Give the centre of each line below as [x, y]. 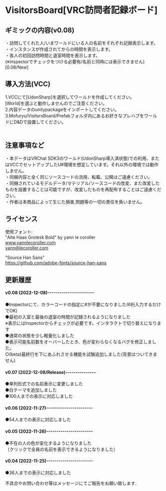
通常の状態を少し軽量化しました [42, 336]
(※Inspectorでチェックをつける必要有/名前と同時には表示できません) [75, 62]
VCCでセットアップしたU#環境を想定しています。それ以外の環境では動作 [84, 164]
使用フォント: [19, 232]
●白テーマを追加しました [31, 390]
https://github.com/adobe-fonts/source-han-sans [56, 263]
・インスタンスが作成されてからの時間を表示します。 [59, 49]
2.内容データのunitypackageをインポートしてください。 [62, 109]
